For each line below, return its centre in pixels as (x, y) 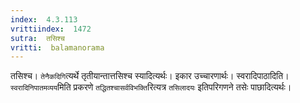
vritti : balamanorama (57, 47)
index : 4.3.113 (44, 19)
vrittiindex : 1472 (51, 29)
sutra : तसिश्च (37, 38)
